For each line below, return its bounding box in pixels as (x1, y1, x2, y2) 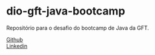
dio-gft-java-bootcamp (6, 4, 125, 18)
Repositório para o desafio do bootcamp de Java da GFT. (6, 24, 150, 31)
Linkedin (6, 42, 28, 50)
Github (6, 36, 23, 43)
